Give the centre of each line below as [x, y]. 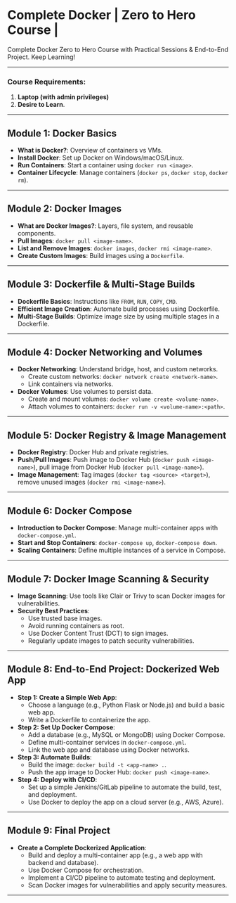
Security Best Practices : [53, 610]
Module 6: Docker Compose [70, 511]
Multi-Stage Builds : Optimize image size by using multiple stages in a [118, 316]
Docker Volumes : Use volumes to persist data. [85, 392]
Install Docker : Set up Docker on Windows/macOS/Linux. [101, 158]
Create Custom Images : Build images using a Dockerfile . [101, 255]
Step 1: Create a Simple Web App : [67, 697]
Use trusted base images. [65, 618]
